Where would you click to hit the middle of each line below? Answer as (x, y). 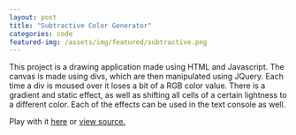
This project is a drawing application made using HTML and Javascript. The (147, 67)
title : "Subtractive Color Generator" (80, 26)
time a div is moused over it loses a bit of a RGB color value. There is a (137, 86)
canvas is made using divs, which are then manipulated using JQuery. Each (147, 77)
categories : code (41, 34)
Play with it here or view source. (68, 122)
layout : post (33, 17)
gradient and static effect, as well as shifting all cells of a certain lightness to (148, 95)
